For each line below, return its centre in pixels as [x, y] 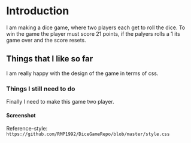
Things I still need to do [41, 89]
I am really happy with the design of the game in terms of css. [82, 73]
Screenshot [21, 115]
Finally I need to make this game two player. [60, 102]
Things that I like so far [50, 59]
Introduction [38, 11]
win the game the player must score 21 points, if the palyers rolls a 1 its [93, 33]
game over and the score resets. [46, 40]
